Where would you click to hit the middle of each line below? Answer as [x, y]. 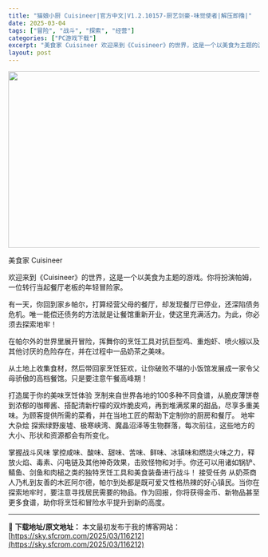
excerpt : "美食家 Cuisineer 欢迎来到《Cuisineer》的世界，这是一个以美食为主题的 [133, 46]
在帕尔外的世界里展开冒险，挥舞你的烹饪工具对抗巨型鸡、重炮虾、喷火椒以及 [134, 341]
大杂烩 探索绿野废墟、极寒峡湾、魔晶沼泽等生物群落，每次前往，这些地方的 [132, 425]
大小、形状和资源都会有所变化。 [61, 435]
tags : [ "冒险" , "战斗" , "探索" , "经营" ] [71, 30]
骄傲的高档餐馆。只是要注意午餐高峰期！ [81, 378]
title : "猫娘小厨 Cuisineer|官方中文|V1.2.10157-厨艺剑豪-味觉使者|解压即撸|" [130, 16]
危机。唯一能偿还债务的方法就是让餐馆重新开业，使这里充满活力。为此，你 [130, 314]
